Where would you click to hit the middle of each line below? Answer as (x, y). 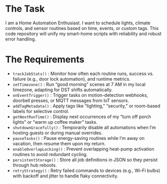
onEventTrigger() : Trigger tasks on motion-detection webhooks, (80, 95)
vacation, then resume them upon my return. (59, 143)
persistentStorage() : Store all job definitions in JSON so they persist (85, 160)
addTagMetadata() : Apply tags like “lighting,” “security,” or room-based (86, 106)
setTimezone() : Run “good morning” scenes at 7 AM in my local (79, 84)
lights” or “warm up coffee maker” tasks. (55, 122)
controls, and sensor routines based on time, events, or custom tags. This (82, 28)
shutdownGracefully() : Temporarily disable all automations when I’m (84, 127)
